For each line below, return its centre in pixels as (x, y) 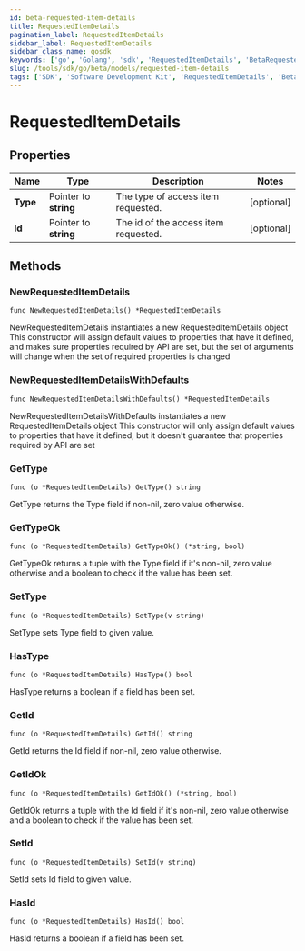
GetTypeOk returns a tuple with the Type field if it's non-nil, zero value (141, 564)
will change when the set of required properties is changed (120, 356)
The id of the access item (170, 222)
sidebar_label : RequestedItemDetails (81, 43)
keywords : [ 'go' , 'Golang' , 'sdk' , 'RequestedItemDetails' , (126, 60)
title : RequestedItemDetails (64, 26)
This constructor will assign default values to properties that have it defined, (152, 337)
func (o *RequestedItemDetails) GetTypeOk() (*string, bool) (128, 546)
